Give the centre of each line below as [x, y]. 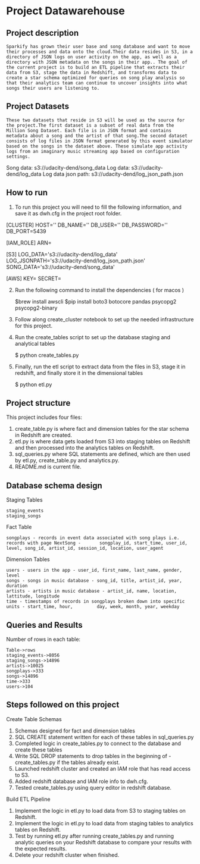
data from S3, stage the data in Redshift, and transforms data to [92, 73]
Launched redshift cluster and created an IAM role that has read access [103, 768]
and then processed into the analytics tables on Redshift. [85, 448]
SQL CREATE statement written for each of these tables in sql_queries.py [104, 737]
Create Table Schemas [34, 719]
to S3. [22, 775]
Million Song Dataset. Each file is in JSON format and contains [89, 130]
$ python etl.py [33, 384]
